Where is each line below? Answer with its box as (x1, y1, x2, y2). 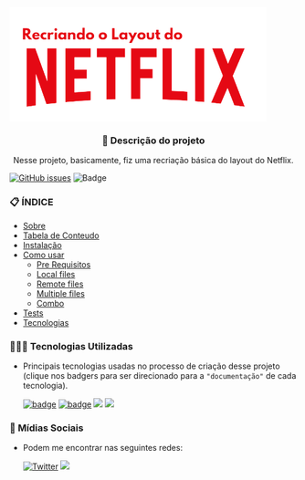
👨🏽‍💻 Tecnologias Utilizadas (9, 339, 134, 352)
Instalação (22, 239, 62, 250)
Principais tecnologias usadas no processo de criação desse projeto (22, 360, 280, 371)
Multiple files (36, 287, 85, 298)
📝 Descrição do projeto (101, 134, 205, 147)
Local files (36, 268, 76, 279)
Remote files (36, 278, 84, 289)
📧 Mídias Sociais (9, 422, 84, 434)
